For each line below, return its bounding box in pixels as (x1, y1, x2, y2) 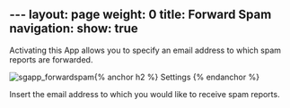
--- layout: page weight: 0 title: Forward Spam (9, 7, 272, 22)
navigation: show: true (9, 21, 139, 37)
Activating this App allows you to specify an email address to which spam (9, 45, 281, 55)
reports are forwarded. (9, 54, 93, 65)
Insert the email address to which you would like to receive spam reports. (9, 88, 280, 99)
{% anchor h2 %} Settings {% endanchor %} (93, 71, 260, 82)
